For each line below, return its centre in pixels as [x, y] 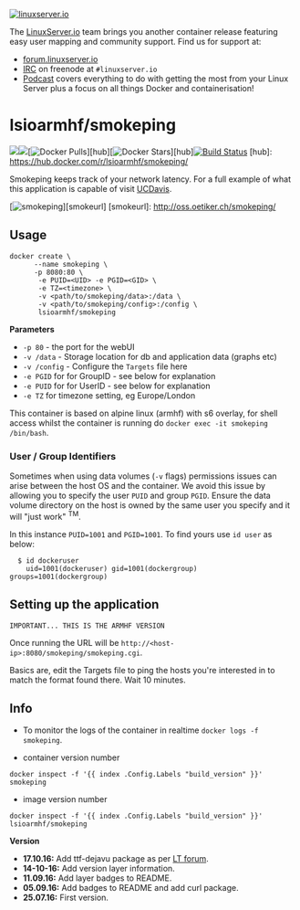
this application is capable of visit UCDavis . [91, 188]
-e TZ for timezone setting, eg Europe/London [109, 395]
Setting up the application [84, 604]
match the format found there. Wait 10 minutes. [98, 680]
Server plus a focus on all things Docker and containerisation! [138, 88]
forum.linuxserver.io [60, 59]
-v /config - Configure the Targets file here [105, 366]
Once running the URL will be [64, 642]
